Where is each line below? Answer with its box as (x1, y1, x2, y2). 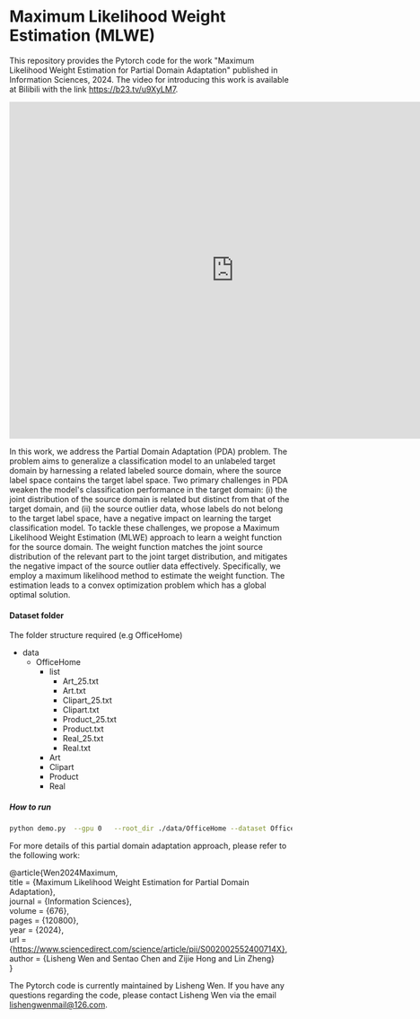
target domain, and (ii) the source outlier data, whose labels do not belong (9, 503, 284, 514)
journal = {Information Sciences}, (9, 896, 132, 907)
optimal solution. (9, 589, 71, 599)
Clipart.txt (62, 704, 100, 715)
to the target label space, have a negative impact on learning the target (9, 512, 272, 523)
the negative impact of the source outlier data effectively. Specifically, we (9, 560, 281, 572)
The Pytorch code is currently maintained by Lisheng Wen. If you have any (9, 979, 285, 990)
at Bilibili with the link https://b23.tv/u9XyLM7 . (9, 84, 179, 94)
